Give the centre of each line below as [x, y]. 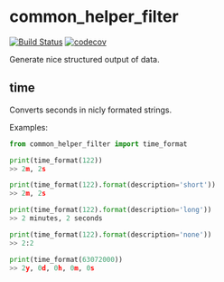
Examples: [28, 127]
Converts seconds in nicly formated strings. [91, 110]
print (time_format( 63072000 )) [66, 259]
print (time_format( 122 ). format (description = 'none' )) [111, 234]
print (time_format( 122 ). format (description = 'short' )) [113, 185]
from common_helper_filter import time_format [98, 144]
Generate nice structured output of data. [84, 59]
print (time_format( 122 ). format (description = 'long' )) [111, 210]
